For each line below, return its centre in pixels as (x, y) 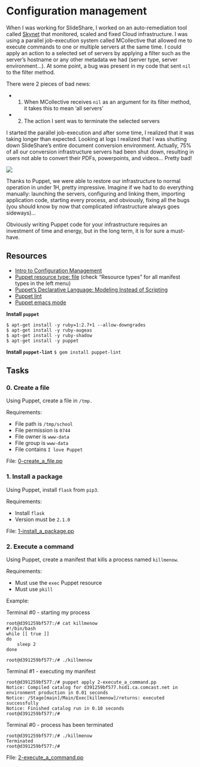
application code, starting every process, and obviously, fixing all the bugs (98, 200)
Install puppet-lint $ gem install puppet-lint (64, 351)
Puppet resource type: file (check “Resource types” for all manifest (98, 276)
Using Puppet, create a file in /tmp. (49, 401)
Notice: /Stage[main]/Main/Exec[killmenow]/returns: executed (85, 698)
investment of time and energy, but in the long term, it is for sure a (88, 231)
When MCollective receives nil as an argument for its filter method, (107, 102)
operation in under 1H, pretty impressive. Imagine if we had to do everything (100, 187)
